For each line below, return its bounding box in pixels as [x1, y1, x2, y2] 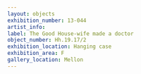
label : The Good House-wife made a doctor [7, 30, 134, 37]
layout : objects [7, 10, 55, 18]
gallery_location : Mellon [7, 56, 83, 63]
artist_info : [7, 23, 46, 30]
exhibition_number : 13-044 [7, 17, 87, 24]
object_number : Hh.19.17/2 [7, 37, 87, 44]
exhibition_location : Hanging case [7, 43, 112, 50]
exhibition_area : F [7, 50, 65, 57]
